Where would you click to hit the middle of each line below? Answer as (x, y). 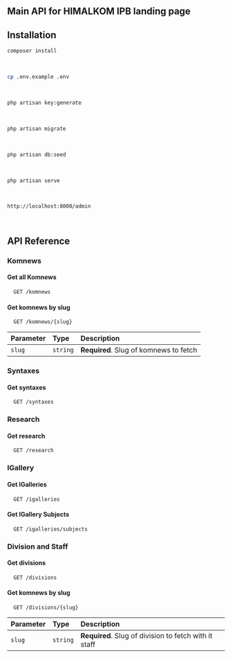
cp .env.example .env (38, 77)
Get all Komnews (32, 277)
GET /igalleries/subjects (51, 529)
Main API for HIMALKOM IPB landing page (99, 11)
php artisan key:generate (44, 103)
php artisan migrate (37, 128)
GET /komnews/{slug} (43, 322)
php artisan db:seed (37, 154)
